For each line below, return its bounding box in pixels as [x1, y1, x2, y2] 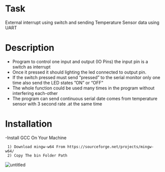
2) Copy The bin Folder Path [7, 153, 68, 158]
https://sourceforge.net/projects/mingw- [67, 144, 154, 149]
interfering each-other [12, 90, 58, 96]
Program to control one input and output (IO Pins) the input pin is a [12, 58, 149, 65]
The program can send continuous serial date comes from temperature [12, 95, 158, 101]
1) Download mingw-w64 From [7, 144, 65, 149]
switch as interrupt [12, 64, 51, 70]
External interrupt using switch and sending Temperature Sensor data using [5, 19, 160, 25]
